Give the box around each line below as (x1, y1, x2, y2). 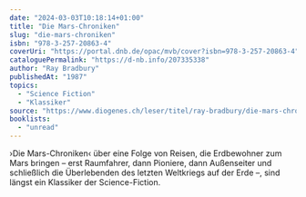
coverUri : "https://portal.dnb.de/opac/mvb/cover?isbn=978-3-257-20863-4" (9, 47, 300, 56)
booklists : (9, 114, 51, 123)
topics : (9, 81, 39, 90)
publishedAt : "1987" (9, 73, 88, 82)
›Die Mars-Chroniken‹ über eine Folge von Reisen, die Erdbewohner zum (9, 148, 282, 159)
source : (9, 106, 39, 115)
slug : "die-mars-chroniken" (9, 30, 117, 39)
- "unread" (17, 123, 59, 133)
